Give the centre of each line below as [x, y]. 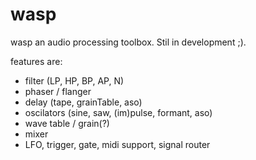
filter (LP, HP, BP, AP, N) [74, 80]
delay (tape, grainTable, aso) [83, 102]
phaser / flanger [58, 91]
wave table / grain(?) [67, 123]
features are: [36, 61]
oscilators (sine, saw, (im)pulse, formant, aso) [118, 112]
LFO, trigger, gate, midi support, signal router [117, 144]
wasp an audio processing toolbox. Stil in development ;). [128, 42]
